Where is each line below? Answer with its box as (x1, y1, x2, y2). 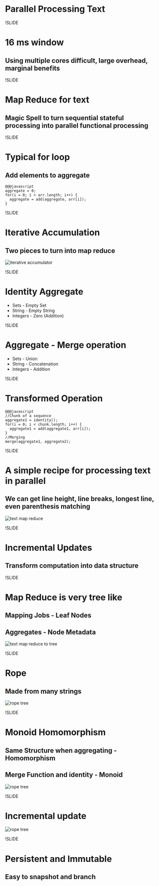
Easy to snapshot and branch (5, 873, 96, 881)
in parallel (5, 475, 46, 486)
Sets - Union (12, 356, 38, 362)
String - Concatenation (12, 361, 59, 366)
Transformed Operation (5, 393, 103, 404)
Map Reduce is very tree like (5, 592, 122, 603)
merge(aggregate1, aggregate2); (5, 439, 71, 444)
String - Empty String (12, 308, 55, 313)
